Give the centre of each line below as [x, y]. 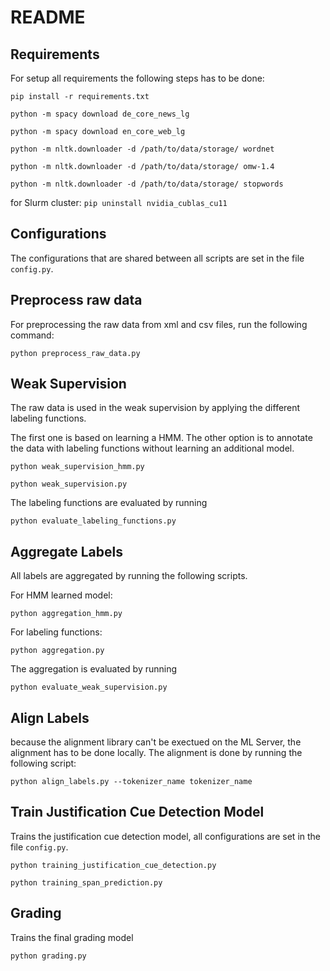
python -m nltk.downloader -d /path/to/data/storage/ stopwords [147, 184]
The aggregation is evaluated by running [94, 669]
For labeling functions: [56, 632]
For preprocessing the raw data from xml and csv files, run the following [159, 324]
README [48, 17]
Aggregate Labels [66, 551]
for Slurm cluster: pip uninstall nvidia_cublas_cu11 [119, 202]
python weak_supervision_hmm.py [77, 467]
